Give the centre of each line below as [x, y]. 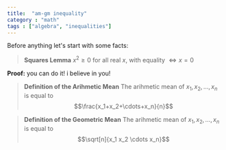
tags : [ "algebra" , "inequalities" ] [59, 26]
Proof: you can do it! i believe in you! [59, 73]
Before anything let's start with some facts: [68, 46]
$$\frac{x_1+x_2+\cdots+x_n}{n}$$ [124, 106]
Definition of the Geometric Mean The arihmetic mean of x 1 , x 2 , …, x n [122, 120]
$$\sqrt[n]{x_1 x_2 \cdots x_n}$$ [124, 139]
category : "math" [33, 20]
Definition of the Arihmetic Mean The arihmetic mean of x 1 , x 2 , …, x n [121, 88]
